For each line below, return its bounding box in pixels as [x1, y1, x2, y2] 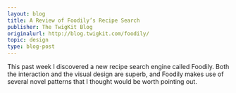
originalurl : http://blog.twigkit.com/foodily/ [7, 30, 150, 37]
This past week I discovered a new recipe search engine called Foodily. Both [7, 63, 230, 70]
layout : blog [7, 10, 46, 18]
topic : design [7, 37, 49, 44]
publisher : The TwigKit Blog [7, 23, 93, 30]
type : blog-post [7, 43, 55, 50]
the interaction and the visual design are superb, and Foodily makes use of [7, 70, 224, 78]
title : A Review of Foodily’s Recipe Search [7, 17, 140, 24]
